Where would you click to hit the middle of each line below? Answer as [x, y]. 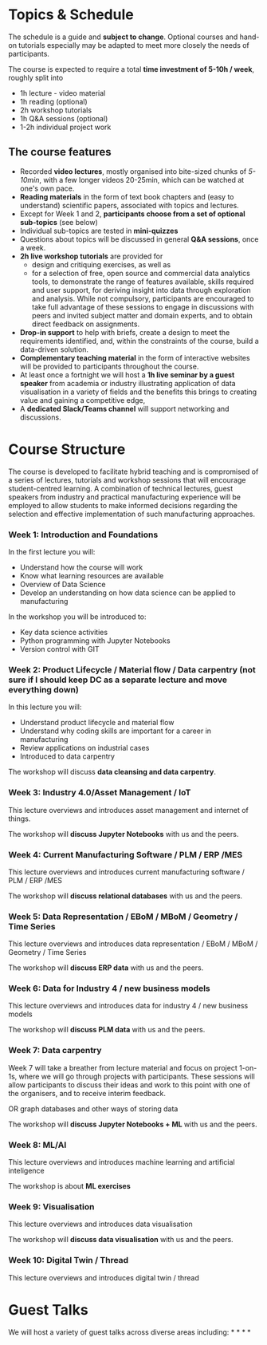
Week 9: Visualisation [51, 1206]
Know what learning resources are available [92, 575]
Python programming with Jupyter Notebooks [95, 641]
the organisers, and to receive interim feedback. [87, 1093]
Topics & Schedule [71, 15]
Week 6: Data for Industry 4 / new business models [110, 988]
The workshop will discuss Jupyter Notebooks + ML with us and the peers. [133, 1124]
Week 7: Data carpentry [55, 1051]
